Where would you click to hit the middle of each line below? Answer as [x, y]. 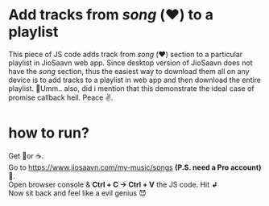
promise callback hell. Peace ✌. [61, 97]
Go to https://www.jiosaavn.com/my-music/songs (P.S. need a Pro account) [135, 167]
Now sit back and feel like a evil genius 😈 [77, 193]
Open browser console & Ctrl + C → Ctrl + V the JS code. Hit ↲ [113, 184]
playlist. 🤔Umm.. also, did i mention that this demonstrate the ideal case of [132, 88]
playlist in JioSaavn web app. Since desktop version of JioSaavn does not [130, 63]
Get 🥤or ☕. [26, 155]
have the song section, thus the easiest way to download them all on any [129, 71]
